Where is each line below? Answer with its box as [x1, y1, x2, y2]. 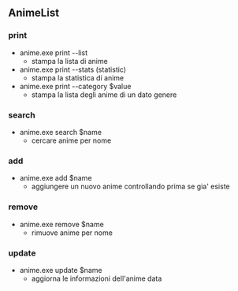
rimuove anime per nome [31, 228, 113, 237]
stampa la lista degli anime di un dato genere [31, 90, 177, 99]
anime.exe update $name [19, 265, 102, 274]
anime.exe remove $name [19, 219, 104, 229]
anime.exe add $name [19, 173, 92, 183]
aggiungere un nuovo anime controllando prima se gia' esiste [31, 181, 230, 192]
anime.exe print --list [19, 47, 88, 58]
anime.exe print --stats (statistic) [19, 65, 127, 74]
